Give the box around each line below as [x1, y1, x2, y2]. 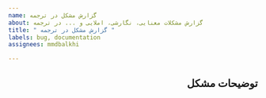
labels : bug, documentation [8, 33, 101, 42]
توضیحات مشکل [186, 76, 258, 90]
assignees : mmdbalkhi [8, 41, 80, 49]
